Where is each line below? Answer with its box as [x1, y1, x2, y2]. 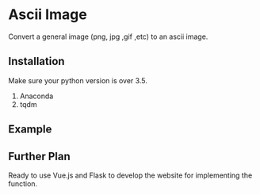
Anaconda [19, 91, 54, 101]
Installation [8, 55, 65, 68]
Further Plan [8, 149, 71, 163]
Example [8, 123, 52, 136]
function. [8, 178, 38, 188]
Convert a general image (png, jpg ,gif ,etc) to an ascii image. [8, 32, 208, 41]
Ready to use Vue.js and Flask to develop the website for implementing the [8, 170, 253, 180]
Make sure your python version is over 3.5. [8, 75, 148, 85]
